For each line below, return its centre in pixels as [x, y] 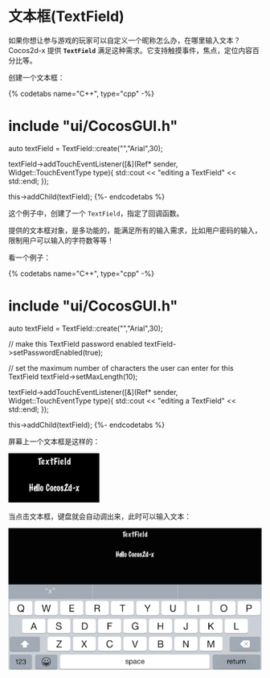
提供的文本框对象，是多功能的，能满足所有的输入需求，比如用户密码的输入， [135, 230]
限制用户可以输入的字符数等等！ [61, 240]
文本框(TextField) [66, 16]
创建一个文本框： [37, 77]
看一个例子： [29, 257]
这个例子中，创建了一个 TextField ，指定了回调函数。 [96, 213]
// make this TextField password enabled [76, 343]
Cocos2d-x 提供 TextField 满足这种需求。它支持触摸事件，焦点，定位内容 [131, 50]
